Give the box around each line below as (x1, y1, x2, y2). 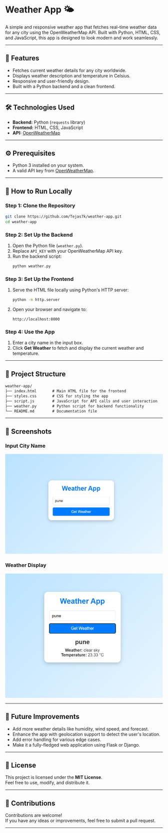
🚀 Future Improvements (5, 712, 80, 721)
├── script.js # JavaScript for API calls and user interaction (5, 399, 157, 404)
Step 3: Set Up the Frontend (5, 275, 74, 282)
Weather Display (5, 562, 46, 569)
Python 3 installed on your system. (12, 162, 84, 168)
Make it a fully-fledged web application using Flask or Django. (12, 742, 140, 748)
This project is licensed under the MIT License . (5, 774, 102, 780)
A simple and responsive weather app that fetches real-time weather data (5, 24, 157, 30)
